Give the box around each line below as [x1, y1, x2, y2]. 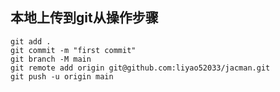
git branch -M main [10, 54, 92, 64]
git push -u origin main [10, 71, 114, 82]
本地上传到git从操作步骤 [10, 9, 159, 27]
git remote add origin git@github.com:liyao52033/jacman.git [10, 63, 271, 73]
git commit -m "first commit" [10, 45, 137, 55]
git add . [10, 36, 52, 47]
